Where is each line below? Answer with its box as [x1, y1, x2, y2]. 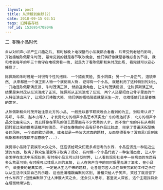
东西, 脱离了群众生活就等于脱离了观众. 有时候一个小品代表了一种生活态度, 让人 [12, 150, 152, 155]
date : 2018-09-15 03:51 [7, 16, 55, 21]
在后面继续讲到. [5, 181, 33, 186]
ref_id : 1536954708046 [7, 25, 54, 30]
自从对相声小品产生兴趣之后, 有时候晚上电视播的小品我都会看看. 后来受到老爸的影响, [5, 49, 154, 55]
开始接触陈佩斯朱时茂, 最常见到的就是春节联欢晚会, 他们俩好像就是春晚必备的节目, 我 [5, 55, 156, 60]
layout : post [7, 7, 34, 12]
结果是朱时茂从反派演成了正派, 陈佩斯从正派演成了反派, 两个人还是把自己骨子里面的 [5, 90, 152, 95]
